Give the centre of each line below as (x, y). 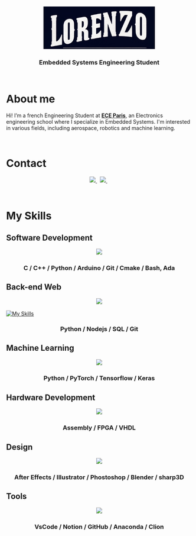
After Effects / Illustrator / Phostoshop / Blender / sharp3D (99, 477)
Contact (26, 164)
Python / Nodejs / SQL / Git (99, 329)
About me (31, 99)
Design (19, 447)
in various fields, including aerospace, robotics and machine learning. (91, 128)
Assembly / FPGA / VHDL (99, 428)
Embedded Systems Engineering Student (99, 62)
